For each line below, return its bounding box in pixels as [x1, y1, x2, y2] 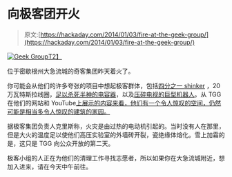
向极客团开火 [7, 6, 81, 22]
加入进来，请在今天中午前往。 [7, 163, 92, 171]
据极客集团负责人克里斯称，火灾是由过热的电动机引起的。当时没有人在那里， [7, 122, 225, 130]
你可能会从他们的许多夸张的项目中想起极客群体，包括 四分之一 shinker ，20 [7, 81, 221, 90]
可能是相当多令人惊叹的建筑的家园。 [7, 107, 110, 116]
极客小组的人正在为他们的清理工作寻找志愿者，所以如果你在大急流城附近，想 [7, 154, 225, 162]
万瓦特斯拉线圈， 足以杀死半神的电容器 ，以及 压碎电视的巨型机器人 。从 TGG [7, 90, 222, 98]
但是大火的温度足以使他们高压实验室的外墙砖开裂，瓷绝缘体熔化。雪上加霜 [7, 130, 219, 138]
